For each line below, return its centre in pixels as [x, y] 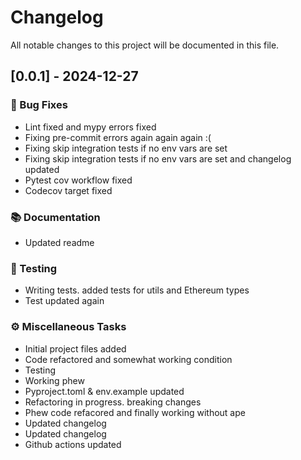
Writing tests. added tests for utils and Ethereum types [137, 290]
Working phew [54, 380]
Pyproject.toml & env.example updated [104, 391]
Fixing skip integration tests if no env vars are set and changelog [158, 158]
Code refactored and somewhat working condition [128, 359]
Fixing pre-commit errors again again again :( [118, 137]
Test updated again [64, 301]
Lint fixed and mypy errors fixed [90, 127]
